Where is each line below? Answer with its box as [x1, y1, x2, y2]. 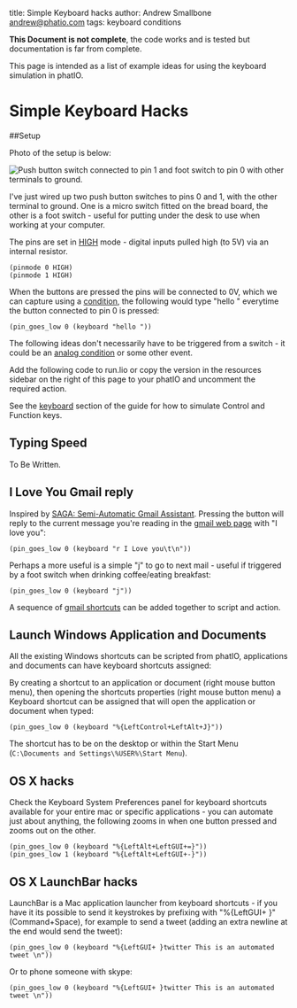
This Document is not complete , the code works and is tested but [9, 35, 250, 44]
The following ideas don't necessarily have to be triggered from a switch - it [9, 337, 286, 348]
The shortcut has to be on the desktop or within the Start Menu [9, 739, 239, 749]
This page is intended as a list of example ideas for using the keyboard [9, 61, 267, 71]
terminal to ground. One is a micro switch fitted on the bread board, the [9, 200, 269, 211]
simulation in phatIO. [9, 70, 84, 81]
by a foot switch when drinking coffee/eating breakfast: [9, 569, 211, 579]
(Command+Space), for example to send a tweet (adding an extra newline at [9, 917, 288, 927]
